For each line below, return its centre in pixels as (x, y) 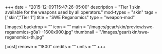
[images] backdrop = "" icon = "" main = (45, 27)
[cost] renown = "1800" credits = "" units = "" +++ (55, 46)
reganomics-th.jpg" (25, 37)
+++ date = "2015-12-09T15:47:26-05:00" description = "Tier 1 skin (73, 7)
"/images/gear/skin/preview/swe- (121, 27)
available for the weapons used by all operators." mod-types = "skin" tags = (81, 12)
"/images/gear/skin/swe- (124, 32)
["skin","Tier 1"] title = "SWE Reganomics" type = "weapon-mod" (70, 17)
